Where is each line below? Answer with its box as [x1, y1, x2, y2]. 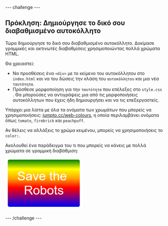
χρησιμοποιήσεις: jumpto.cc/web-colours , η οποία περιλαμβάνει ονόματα [5, 112, 159, 118]
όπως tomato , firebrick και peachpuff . [5, 117, 85, 123]
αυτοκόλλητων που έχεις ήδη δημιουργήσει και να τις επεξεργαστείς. [12, 97, 159, 103]
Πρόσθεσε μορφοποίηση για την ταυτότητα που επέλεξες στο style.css [12, 86, 162, 92]
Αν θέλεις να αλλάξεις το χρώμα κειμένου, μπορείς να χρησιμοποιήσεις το [5, 127, 163, 133]
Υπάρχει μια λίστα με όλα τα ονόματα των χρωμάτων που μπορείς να [5, 107, 152, 113]
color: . [5, 132, 20, 138]
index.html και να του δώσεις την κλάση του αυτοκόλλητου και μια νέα [12, 76, 159, 82]
